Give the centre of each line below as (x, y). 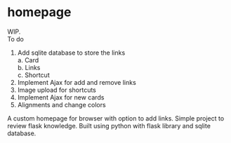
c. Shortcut (34, 75)
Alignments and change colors (62, 104)
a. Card (28, 60)
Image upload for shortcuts (57, 90)
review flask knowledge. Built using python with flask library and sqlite (109, 125)
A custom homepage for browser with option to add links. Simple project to (116, 118)
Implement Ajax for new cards (61, 97)
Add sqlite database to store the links (71, 53)
